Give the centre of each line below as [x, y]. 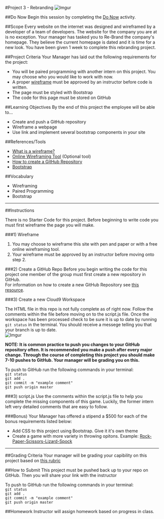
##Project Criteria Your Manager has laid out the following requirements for [81, 57]
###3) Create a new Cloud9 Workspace [45, 299]
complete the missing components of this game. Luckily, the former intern [79, 401]
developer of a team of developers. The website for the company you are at [81, 32]
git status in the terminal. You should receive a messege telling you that [78, 324]
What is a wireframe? [33, 151]
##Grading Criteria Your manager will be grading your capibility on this [76, 455]
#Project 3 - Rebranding [29, 8]
